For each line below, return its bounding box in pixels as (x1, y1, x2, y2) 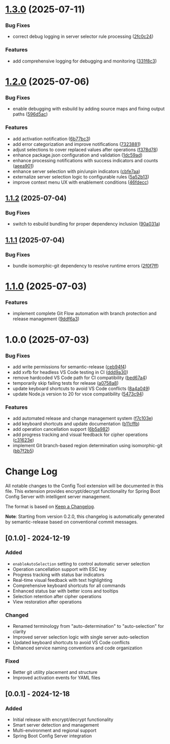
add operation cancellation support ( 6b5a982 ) (12, 426, 110, 432)
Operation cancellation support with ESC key (12, 566, 107, 572)
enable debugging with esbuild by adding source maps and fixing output (12, 106, 165, 112)
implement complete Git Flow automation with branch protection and (12, 311, 157, 317)
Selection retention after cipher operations (12, 593, 102, 599)
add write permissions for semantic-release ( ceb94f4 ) (12, 363, 127, 369)
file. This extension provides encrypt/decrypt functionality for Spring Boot (5, 488, 160, 494)
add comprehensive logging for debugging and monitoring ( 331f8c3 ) (12, 58, 157, 64)
